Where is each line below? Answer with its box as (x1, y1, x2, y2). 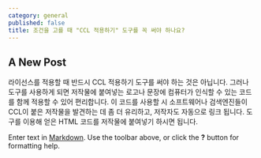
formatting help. (8, 141, 61, 151)
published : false (8, 19, 65, 27)
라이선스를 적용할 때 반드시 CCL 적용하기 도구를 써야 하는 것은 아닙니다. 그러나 (8, 77, 249, 87)
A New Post (8, 55, 67, 69)
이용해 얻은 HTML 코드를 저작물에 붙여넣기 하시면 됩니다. (22, 117, 199, 126)
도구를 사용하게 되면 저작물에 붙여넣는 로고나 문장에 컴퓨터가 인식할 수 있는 (8, 88, 238, 97)
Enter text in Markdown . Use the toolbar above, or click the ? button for (8, 133, 239, 142)
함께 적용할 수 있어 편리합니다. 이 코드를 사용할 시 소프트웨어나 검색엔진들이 (16, 97, 248, 107)
